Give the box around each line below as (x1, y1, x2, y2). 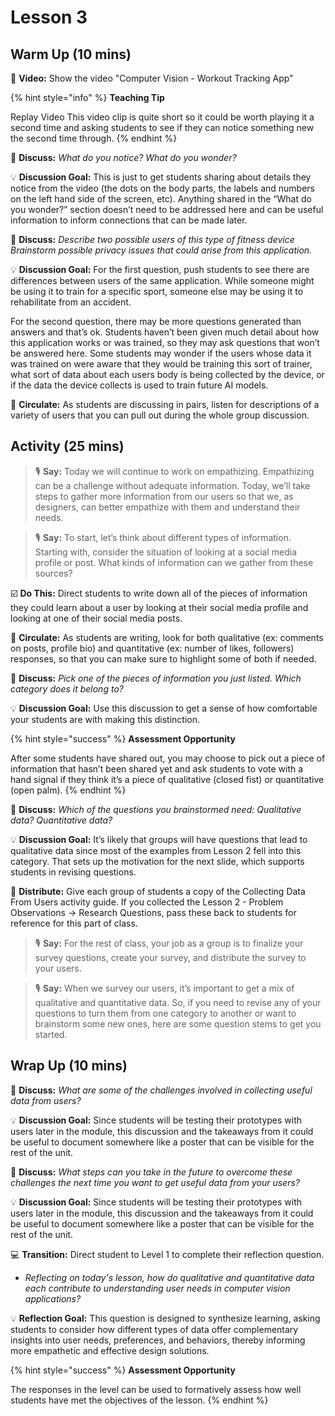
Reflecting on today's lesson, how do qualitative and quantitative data (24, 1271, 315, 1283)
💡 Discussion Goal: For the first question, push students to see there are (10, 264, 310, 275)
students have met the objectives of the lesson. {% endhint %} (10, 1394, 269, 1406)
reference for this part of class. (10, 917, 138, 929)
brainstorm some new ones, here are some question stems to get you (34, 1017, 322, 1030)
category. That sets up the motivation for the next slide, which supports (10, 855, 305, 867)
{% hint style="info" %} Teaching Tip (10, 92, 165, 103)
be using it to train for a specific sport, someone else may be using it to (10, 286, 304, 297)
